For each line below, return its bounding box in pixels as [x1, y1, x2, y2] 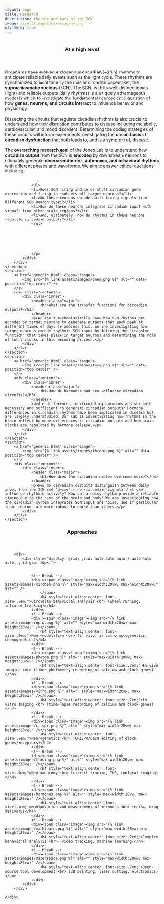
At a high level [65, 46, 99, 53]
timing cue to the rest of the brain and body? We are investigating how [5, 496, 159, 501]
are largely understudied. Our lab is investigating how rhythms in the [5, 415, 156, 419]
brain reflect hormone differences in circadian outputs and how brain [5, 418, 154, 424]
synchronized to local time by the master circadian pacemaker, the [5, 79, 139, 86]
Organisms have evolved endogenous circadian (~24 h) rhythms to [5, 69, 141, 75]
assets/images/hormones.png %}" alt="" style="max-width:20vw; [5, 792, 137, 797]
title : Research [5, 12, 38, 17]
